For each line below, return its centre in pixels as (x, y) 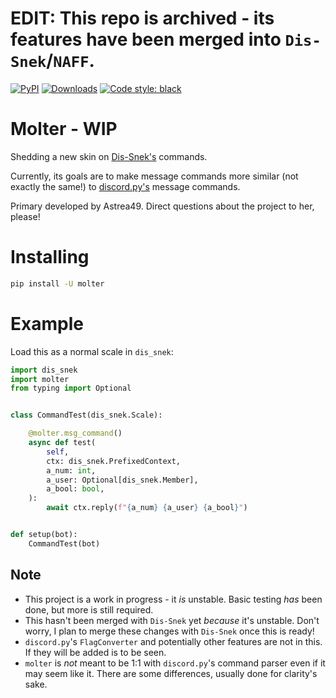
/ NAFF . (70, 61)
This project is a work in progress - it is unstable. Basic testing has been (173, 599)
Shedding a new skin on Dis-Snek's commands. (109, 156)
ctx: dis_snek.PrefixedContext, (114, 461)
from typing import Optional (71, 388)
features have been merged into (146, 39)
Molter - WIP (64, 129)
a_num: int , (71, 470)
